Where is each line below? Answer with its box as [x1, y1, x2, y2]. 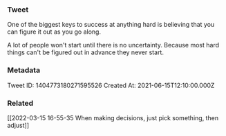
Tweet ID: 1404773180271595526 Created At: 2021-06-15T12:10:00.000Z [7, 81, 215, 89]
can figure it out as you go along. [7, 27, 102, 36]
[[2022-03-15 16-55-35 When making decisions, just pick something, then [7, 113, 219, 122]
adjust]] [7, 121, 30, 129]
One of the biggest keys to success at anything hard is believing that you [7, 21, 215, 29]
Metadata [7, 65, 40, 75]
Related [7, 98, 34, 108]
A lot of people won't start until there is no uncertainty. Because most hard [7, 41, 220, 49]
